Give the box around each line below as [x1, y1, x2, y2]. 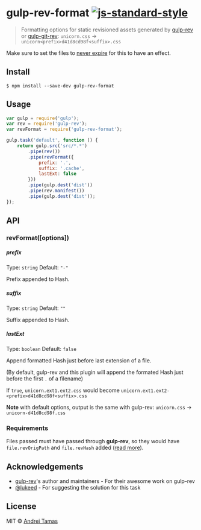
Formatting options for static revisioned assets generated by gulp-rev [20, 26, 194, 33]
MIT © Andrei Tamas [6, 517, 58, 525]
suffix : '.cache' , [38, 165, 85, 171]
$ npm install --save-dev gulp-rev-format [6, 83, 114, 89]
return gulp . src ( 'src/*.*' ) [17, 143, 87, 149]
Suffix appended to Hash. [6, 316, 70, 323]
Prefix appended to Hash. [6, 275, 70, 283]
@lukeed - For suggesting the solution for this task [14, 484, 141, 491]
